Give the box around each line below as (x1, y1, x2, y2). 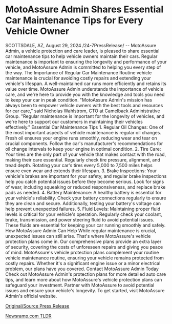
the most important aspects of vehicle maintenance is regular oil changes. (5, 129, 161, 135)
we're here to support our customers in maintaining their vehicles (5, 118, 143, 125)
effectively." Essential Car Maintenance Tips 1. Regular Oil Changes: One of (5, 124, 164, 130)
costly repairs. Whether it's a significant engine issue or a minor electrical (5, 260, 161, 266)
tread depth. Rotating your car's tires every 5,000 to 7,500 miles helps (5, 162, 153, 168)
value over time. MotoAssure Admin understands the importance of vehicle (5, 86, 164, 92)
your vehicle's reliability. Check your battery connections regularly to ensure (5, 195, 166, 201)
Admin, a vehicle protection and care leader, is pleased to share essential (5, 48, 160, 54)
